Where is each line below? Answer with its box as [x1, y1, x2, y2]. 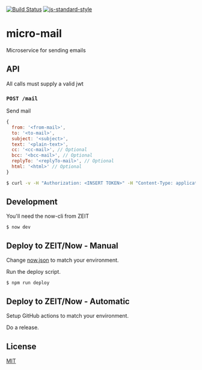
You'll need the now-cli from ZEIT [6, 212, 89, 220]
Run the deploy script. [6, 268, 61, 276]
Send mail [6, 107, 31, 114]
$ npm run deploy [6, 280, 50, 286]
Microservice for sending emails [6, 46, 86, 54]
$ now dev [6, 224, 31, 230]
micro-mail [6, 27, 62, 40]
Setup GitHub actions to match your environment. [6, 312, 129, 319]
